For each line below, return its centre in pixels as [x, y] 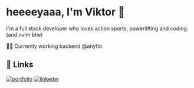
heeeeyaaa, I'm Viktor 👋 [65, 12]
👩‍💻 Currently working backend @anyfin [54, 46]
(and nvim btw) [24, 34]
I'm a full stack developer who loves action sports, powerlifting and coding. [97, 28]
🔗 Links [20, 65]
